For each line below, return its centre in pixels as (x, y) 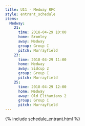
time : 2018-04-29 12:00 (42, 87)
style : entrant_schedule (30, 14)
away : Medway (31, 42)
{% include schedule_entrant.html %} (43, 119)
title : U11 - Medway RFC (30, 10)
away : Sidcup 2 (33, 69)
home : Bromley (32, 37)
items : (12, 19)
